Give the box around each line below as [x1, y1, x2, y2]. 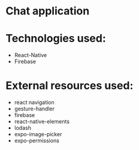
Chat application [5, 4, 90, 18]
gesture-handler [14, 105, 55, 112]
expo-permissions [14, 137, 59, 145]
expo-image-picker [14, 131, 62, 138]
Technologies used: [5, 32, 106, 46]
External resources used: [5, 79, 134, 92]
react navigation [14, 99, 55, 106]
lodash [14, 124, 31, 131]
